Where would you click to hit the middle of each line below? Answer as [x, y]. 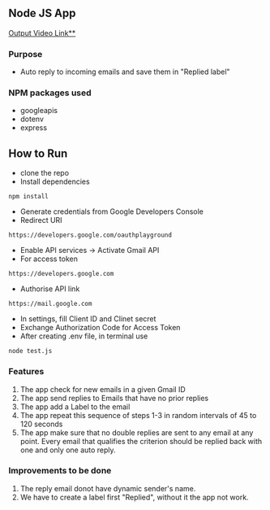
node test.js [30, 351]
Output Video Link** [42, 33]
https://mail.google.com [50, 304]
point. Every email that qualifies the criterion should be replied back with [141, 441]
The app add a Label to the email [75, 407]
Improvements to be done [60, 471]
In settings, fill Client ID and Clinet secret [88, 319]
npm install [28, 197]
